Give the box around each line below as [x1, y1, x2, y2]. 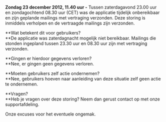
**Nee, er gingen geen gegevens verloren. [5, 61, 94, 66]
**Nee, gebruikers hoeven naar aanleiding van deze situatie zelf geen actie [5, 76, 161, 81]
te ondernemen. [5, 81, 38, 87]
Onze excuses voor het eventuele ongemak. [5, 111, 96, 117]
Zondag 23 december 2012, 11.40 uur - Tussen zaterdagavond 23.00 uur [5, 4, 157, 10]
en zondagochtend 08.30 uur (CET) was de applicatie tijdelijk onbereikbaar [5, 9, 160, 15]
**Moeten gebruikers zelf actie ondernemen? [5, 70, 100, 76]
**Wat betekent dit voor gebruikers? [5, 30, 81, 35]
